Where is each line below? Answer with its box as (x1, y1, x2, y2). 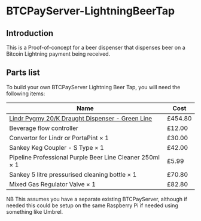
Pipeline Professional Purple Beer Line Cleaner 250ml (9, 153, 160, 161)
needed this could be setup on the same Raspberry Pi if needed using (6, 202, 178, 209)
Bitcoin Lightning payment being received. (6, 50, 111, 57)
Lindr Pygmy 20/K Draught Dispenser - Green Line (9, 114, 153, 122)
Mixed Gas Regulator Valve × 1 (9, 180, 96, 188)
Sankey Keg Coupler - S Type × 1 (9, 143, 105, 152)
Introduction (6, 28, 54, 38)
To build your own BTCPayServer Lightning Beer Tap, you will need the (6, 83, 181, 90)
